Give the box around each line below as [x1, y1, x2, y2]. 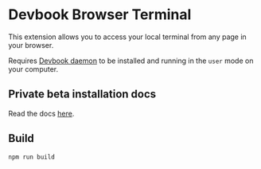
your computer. [8, 64, 59, 73]
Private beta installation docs [8, 88, 157, 101]
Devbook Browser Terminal [8, 6, 192, 24]
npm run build [8, 153, 56, 161]
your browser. [8, 40, 54, 49]
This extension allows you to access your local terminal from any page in [8, 32, 247, 41]
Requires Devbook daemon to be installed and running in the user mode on [8, 56, 254, 65]
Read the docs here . [8, 108, 75, 118]
